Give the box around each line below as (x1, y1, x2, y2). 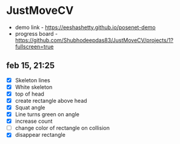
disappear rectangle (15, 131, 65, 139)
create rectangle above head (15, 97, 87, 104)
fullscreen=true (15, 43, 54, 50)
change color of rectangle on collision (15, 125, 110, 132)
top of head (15, 90, 44, 97)
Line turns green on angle (15, 111, 80, 118)
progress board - (15, 30, 58, 37)
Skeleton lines (15, 76, 50, 83)
